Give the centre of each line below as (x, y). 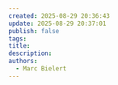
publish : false (34, 31)
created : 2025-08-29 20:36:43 (59, 16)
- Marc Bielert (41, 69)
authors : (23, 62)
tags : (17, 38)
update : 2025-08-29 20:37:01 (57, 23)
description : (30, 53)
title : (19, 46)
